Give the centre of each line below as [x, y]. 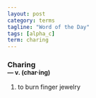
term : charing [28, 40]
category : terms [31, 20]
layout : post [26, 14]
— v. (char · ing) [29, 73]
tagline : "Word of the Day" [49, 27]
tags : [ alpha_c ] [31, 33]
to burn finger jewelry [49, 87]
